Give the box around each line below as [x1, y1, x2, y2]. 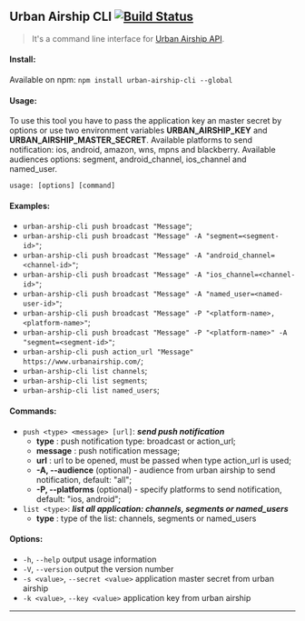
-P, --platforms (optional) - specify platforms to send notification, [35, 484, 282, 495]
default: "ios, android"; [35, 493, 122, 505]
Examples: [9, 200, 50, 211]
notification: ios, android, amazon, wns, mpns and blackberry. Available [9, 145, 276, 155]
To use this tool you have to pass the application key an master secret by [9, 115, 282, 126]
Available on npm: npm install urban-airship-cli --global [9, 75, 233, 85]
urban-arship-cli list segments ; [22, 375, 148, 386]
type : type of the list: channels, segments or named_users [35, 513, 257, 524]
